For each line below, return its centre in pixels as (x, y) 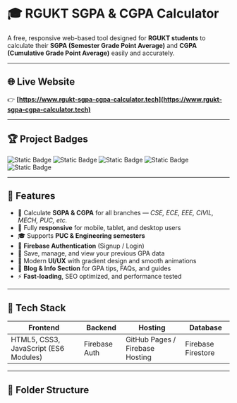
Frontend (44, 327)
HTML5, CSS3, (36, 339)
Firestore (200, 353)
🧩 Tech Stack (37, 308)
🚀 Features (31, 196)
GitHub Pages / (151, 339)
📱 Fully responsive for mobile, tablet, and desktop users (99, 228)
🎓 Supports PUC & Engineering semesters (81, 236)
